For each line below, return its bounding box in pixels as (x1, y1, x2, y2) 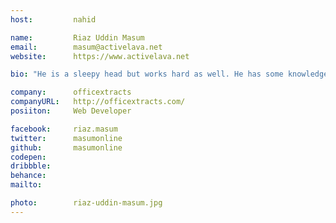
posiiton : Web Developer (10, 106, 132, 116)
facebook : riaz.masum (10, 124, 118, 134)
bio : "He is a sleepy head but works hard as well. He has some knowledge (10, 69, 329, 80)
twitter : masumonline (10, 133, 123, 143)
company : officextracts (10, 87, 132, 98)
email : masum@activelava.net (10, 42, 163, 52)
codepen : (10, 152, 47, 162)
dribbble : (10, 161, 52, 171)
